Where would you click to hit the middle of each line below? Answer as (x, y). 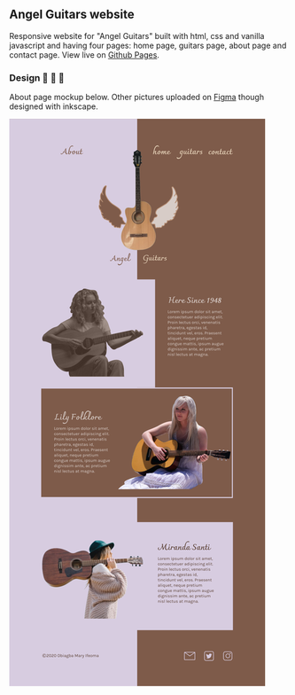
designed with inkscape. (54, 106)
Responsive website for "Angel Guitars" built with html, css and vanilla (137, 35)
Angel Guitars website (72, 15)
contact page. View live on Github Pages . (84, 55)
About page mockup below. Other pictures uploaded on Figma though (136, 98)
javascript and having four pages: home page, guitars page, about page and (148, 45)
